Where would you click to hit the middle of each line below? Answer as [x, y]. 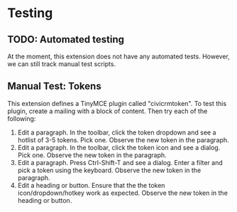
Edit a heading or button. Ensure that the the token [91, 185]
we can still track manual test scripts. [61, 64]
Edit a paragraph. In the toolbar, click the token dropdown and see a [117, 132]
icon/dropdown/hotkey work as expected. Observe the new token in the [123, 193]
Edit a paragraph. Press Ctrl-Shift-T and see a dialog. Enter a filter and [120, 162]
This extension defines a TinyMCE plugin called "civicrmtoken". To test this [117, 103]
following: [22, 118]
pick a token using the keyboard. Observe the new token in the [109, 170]
